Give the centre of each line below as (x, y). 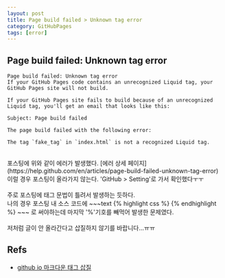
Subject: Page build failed (47, 118)
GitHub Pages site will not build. (58, 89)
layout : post (26, 13)
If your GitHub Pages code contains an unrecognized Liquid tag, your (110, 82)
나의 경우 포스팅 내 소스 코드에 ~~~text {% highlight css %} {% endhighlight (112, 204)
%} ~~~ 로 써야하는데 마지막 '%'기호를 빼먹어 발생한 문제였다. (91, 212)
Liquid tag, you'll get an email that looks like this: (88, 106)
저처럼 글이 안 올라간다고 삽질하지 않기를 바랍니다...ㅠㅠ (81, 228)
